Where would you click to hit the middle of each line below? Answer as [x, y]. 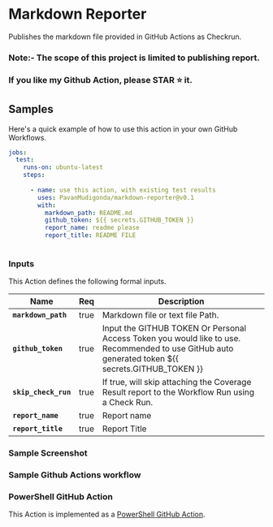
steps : [34, 175]
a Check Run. [128, 403]
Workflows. [28, 137]
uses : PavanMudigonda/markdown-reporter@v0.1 [116, 197]
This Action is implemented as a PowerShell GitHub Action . [107, 514]
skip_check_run [42, 392]
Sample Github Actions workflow [75, 475]
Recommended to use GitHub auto [168, 348]
